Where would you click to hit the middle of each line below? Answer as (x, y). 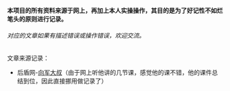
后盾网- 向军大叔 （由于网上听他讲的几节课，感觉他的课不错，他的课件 (114, 72)
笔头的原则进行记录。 (37, 19)
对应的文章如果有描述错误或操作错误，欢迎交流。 (76, 36)
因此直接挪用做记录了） (74, 81)
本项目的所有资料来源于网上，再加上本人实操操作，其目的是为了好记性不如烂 (115, 10)
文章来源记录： (28, 58)
